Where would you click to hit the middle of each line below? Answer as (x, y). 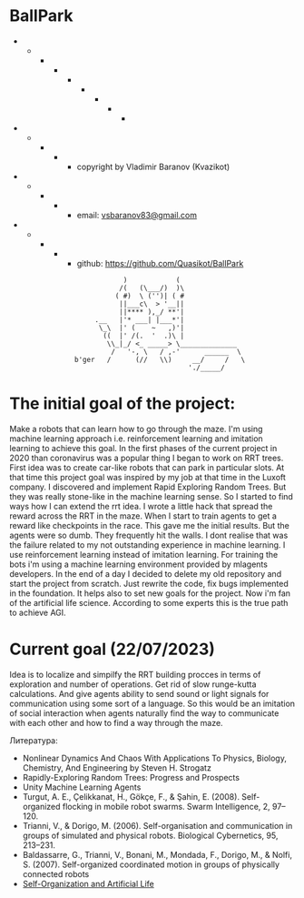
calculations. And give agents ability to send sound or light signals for (139, 693)
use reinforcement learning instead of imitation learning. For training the (144, 554)
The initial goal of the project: (123, 404)
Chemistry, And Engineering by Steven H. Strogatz (117, 767)
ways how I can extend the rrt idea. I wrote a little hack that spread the (141, 506)
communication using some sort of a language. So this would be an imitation (152, 703)
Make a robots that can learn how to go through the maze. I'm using (136, 429)
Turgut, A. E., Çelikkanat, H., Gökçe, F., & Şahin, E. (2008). (131, 796)
